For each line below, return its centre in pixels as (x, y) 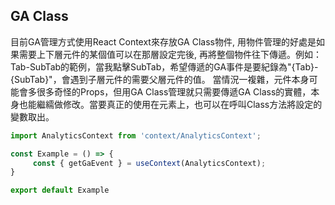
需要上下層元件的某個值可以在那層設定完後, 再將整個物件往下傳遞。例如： (170, 54)
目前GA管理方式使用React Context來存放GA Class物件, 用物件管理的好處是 (163, 41)
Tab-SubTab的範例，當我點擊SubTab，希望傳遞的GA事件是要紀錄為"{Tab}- (164, 66)
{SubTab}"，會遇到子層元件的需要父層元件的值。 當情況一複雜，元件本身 (160, 79)
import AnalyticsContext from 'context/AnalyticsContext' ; (136, 135)
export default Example (60, 190)
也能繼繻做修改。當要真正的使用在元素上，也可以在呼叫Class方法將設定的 (170, 104)
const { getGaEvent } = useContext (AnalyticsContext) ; (149, 163)
